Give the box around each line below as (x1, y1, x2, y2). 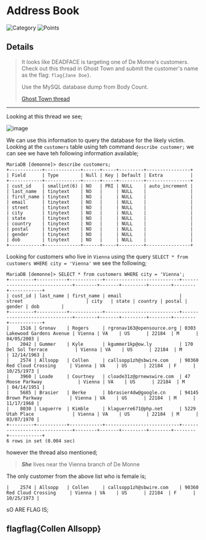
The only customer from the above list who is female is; (6, 472, 147, 480)
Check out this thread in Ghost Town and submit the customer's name (21, 65, 199, 72)
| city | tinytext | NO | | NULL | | (6, 209, 193, 216)
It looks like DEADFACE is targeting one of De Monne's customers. (21, 58, 189, 65)
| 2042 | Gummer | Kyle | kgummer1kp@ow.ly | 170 (6, 341, 193, 347)
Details (6, 42, 34, 52)
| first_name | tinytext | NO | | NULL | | (6, 194, 193, 200)
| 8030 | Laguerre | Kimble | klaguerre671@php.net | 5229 (6, 405, 196, 412)
